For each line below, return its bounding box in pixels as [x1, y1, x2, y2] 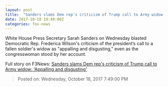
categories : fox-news [5, 21, 51, 27]
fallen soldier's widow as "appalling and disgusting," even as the [5, 46, 139, 52]
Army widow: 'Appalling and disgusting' [5, 66, 88, 72]
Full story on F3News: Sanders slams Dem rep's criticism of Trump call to [5, 61, 157, 67]
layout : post [5, 7, 33, 13]
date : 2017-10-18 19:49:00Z [5, 17, 64, 22]
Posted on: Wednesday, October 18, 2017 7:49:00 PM [17, 76, 128, 82]
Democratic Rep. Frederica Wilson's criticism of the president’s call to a [5, 41, 153, 47]
